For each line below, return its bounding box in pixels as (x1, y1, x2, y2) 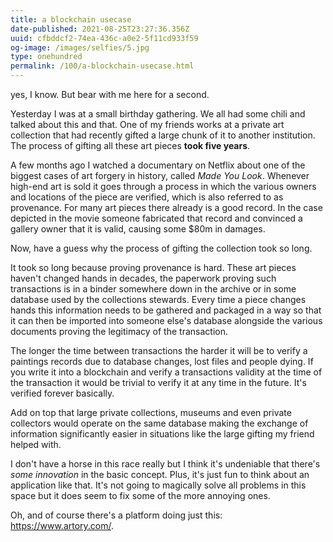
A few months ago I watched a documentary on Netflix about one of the (10, 159, 306, 171)
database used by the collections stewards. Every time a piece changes (10, 294, 307, 305)
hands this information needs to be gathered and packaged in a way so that (10, 304, 322, 316)
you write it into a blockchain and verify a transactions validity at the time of (10, 366, 323, 378)
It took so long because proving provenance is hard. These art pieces (10, 262, 297, 273)
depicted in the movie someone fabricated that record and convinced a (10, 212, 303, 224)
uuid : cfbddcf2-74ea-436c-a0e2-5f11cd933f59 (10, 33, 199, 43)
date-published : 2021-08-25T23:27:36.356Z (10, 24, 190, 34)
